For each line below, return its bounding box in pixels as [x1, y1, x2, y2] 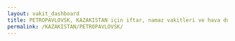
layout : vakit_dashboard [7, 10, 80, 17]
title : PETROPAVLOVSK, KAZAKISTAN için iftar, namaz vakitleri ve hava [7, 17, 220, 24]
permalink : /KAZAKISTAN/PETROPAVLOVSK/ [7, 23, 124, 30]
